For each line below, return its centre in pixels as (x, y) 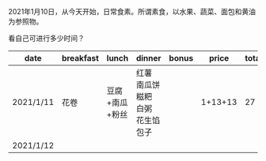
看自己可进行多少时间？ (46, 38)
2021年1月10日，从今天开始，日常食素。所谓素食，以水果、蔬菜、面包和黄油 (132, 11)
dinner (148, 58)
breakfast (80, 58)
